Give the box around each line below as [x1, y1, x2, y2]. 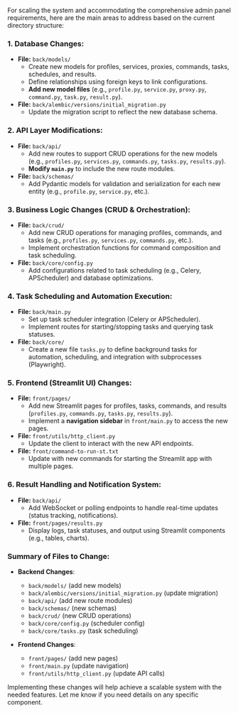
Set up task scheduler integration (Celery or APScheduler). [28, 315, 201, 324]
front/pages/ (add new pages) [28, 654, 119, 663]
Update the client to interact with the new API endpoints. [28, 440, 194, 448]
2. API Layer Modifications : [7, 126, 103, 136]
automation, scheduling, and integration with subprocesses [28, 353, 202, 361]
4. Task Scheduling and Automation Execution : [7, 291, 173, 301]
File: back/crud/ [17, 220, 65, 229]
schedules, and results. [28, 70, 97, 79]
